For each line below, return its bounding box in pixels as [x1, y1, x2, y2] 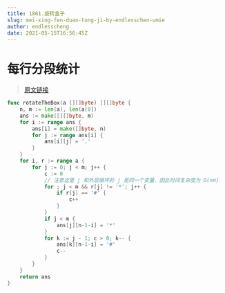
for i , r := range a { [19, 157, 85, 165]
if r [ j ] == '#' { [56, 190, 107, 197]
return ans [19, 273, 51, 281]
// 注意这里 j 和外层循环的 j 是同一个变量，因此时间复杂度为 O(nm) [43, 177, 219, 184]
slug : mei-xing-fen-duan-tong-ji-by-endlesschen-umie [7, 17, 166, 24]
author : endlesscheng [7, 23, 70, 30]
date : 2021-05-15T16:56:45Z [7, 29, 88, 37]
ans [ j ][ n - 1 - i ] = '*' [56, 222, 116, 229]
